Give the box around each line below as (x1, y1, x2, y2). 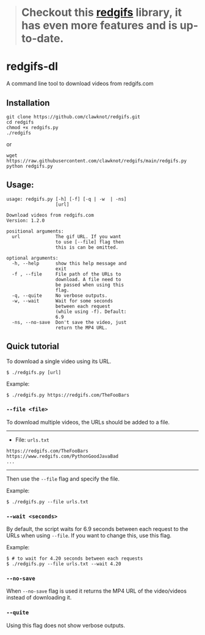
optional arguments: (6, 255, 59, 261)
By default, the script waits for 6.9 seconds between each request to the (6, 525, 189, 533)
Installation (6, 97, 50, 108)
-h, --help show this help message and (12, 260, 127, 266)
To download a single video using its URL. (6, 358, 112, 365)
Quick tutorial (6, 341, 59, 351)
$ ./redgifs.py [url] (6, 369, 62, 375)
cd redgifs (6, 119, 34, 125)
